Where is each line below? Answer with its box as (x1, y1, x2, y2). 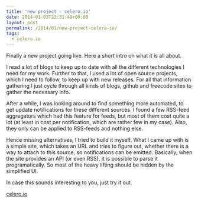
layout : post (6, 19, 38, 25)
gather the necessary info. (6, 89, 71, 95)
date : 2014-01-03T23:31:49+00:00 (6, 14, 89, 20)
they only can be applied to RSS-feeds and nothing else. (6, 125, 144, 132)
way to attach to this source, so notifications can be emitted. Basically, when (6, 149, 193, 156)
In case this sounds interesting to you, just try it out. (6, 179, 132, 186)
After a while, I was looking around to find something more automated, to (6, 100, 184, 107)
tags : (6, 31, 20, 36)
